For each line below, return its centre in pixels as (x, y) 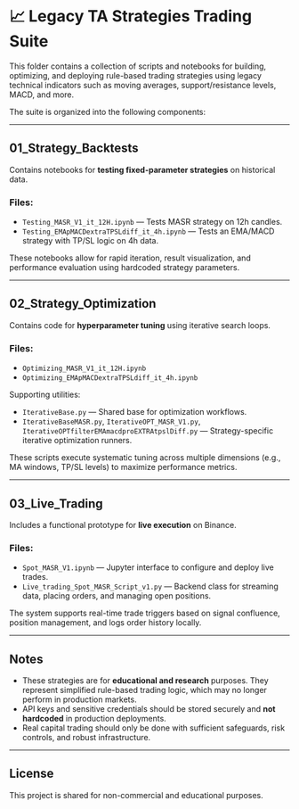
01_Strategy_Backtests (74, 149)
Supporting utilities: (45, 395)
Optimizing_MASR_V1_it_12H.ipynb (84, 369)
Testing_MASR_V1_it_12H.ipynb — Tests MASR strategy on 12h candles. (152, 222)
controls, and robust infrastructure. (86, 738)
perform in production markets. (79, 699)
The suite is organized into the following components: (108, 111)
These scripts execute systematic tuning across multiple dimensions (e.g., (145, 458)
